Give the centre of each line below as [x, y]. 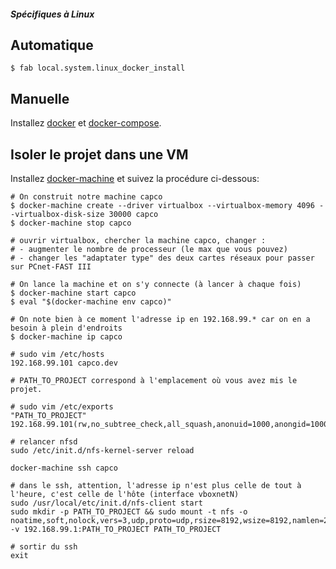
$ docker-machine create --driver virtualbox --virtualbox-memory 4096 [162, 206]
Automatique [52, 45]
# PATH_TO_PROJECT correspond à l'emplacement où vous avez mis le [154, 381]
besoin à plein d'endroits [66, 328]
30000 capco [133, 215]
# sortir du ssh [44, 547]
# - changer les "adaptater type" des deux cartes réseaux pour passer [162, 258]
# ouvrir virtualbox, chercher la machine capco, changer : [138, 241]
